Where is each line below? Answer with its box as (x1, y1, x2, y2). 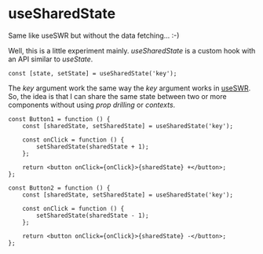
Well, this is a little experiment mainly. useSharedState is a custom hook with (8, 46, 256, 55)
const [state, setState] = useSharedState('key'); (8, 69, 177, 77)
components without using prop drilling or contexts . (8, 100, 176, 109)
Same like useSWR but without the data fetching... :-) (8, 31, 180, 40)
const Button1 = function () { (8, 115, 111, 123)
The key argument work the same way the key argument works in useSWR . (8, 83, 251, 93)
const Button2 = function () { (8, 184, 111, 192)
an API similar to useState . (8, 54, 93, 64)
